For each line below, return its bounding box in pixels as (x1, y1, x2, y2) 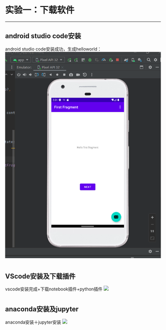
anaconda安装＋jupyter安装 (5, 319, 62, 325)
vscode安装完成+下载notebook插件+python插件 (5, 286, 103, 292)
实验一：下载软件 (5, 4, 75, 16)
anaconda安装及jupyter (5, 305, 79, 314)
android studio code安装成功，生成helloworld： (5, 46, 102, 52)
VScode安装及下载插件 (5, 272, 76, 280)
